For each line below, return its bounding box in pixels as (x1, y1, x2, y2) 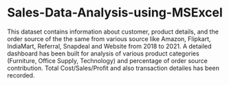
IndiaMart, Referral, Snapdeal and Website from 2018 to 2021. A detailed (7, 42, 212, 50)
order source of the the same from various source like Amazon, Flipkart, (7, 34, 211, 42)
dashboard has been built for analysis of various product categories (7, 49, 199, 58)
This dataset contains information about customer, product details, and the (7, 27, 219, 36)
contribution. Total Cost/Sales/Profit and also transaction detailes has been (7, 64, 220, 72)
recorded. (7, 71, 35, 80)
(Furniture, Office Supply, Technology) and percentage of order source (7, 56, 208, 64)
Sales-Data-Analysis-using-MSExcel (7, 5, 223, 21)
